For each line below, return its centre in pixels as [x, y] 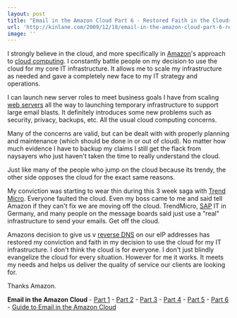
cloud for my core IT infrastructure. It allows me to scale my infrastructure [115, 69]
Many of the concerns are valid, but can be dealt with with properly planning [119, 134]
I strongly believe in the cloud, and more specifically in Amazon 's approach [116, 54]
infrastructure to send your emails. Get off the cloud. [84, 221]
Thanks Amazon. [32, 286]
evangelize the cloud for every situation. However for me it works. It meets [116, 257]
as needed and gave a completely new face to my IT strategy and [102, 76]
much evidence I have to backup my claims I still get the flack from [104, 148]
